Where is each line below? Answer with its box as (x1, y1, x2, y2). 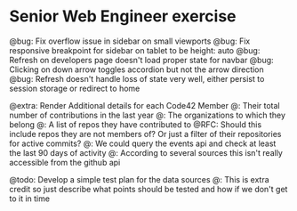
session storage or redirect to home (9, 83, 140, 93)
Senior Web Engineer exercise (9, 6, 237, 27)
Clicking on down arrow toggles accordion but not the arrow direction (9, 64, 264, 75)
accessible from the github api (9, 157, 121, 167)
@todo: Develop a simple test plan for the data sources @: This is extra (9, 174, 269, 184)
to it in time (9, 193, 51, 204)
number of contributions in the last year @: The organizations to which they (9, 110, 286, 120)
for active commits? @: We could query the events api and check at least (9, 138, 277, 149)
